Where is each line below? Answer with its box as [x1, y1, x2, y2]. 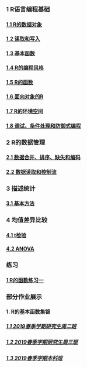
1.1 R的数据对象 [6, 20, 42, 28]
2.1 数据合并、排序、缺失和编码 [6, 154, 81, 161]
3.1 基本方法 [6, 200, 35, 207]
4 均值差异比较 [6, 216, 48, 224]
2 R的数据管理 [6, 138, 46, 146]
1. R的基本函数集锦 [6, 308, 51, 315]
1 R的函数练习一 [6, 276, 44, 283]
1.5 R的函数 [6, 78, 33, 85]
